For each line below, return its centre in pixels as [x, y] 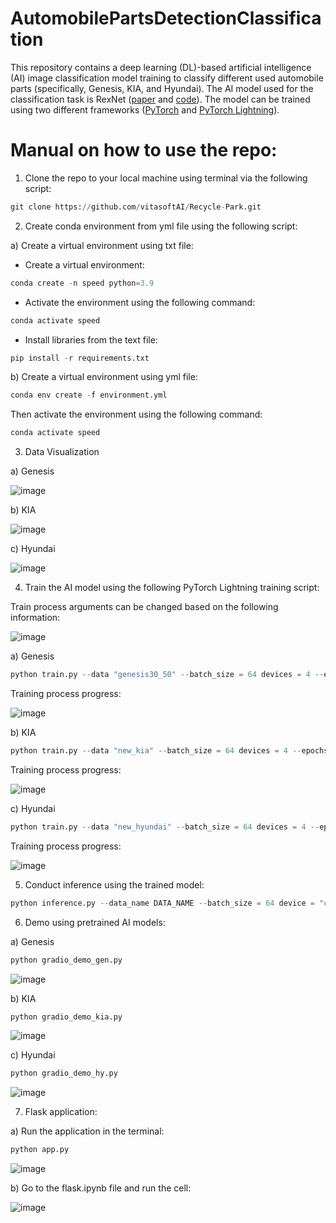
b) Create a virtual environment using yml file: [104, 377]
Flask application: [61, 1112]
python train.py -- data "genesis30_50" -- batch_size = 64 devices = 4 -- [167, 675]
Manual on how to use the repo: [144, 150]
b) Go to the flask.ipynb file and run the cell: [101, 1188]
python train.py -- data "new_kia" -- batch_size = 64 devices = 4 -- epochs [169, 751]
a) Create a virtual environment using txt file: [102, 245]
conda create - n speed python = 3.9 [82, 283]
